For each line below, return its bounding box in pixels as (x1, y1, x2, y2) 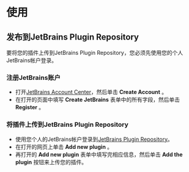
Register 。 (15, 104, 45, 111)
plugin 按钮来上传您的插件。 (15, 158, 87, 165)
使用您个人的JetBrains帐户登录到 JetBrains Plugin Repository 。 (15, 135, 173, 143)
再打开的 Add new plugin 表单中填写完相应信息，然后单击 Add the (15, 151, 183, 158)
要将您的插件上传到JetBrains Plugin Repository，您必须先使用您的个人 (6, 49, 183, 56)
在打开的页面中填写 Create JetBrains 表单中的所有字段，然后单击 (15, 96, 180, 104)
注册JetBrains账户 (6, 73, 61, 82)
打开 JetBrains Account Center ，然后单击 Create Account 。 (15, 88, 168, 96)
